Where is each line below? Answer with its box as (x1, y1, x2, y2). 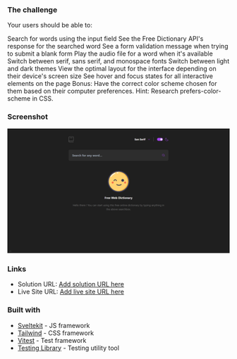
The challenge (7, 5, 58, 15)
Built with (7, 305, 41, 315)
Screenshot (7, 112, 48, 122)
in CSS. (32, 94, 54, 103)
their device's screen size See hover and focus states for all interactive (7, 72, 214, 80)
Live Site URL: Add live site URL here (17, 287, 125, 296)
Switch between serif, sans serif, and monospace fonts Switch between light (7, 57, 230, 65)
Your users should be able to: (7, 21, 93, 30)
